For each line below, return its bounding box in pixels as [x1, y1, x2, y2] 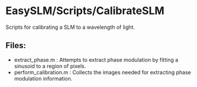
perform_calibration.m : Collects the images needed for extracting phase [14, 69, 192, 76]
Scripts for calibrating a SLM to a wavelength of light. [5, 24, 135, 31]
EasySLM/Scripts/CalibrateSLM [5, 4, 165, 18]
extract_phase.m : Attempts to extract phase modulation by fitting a [14, 56, 179, 63]
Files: [5, 41, 26, 51]
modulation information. [14, 75, 73, 82]
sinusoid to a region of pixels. [14, 62, 86, 69]
